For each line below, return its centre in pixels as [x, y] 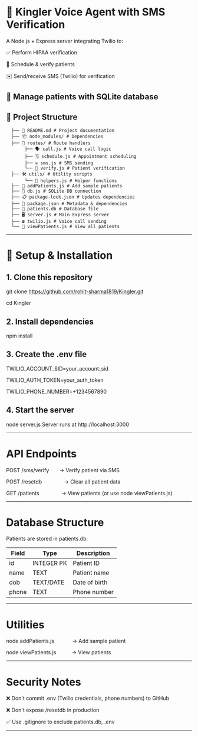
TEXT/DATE [48, 583]
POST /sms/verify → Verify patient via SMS [63, 470]
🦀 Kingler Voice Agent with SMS [86, 12]
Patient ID [86, 563]
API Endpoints [42, 454]
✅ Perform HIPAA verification [42, 52]
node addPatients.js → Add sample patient [66, 641]
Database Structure [55, 522]
